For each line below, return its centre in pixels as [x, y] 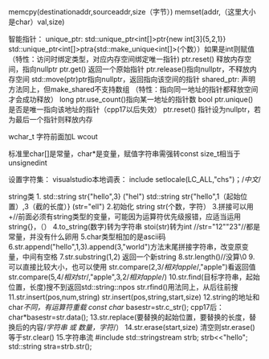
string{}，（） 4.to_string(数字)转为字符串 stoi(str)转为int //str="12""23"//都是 [134, 227]
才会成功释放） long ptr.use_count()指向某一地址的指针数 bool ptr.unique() [131, 99]
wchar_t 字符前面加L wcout [53, 136]
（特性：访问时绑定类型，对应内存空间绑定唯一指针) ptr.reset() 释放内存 [126, 59]
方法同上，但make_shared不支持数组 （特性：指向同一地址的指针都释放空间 [133, 89]
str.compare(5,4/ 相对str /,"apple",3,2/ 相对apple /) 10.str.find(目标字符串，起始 [134, 277]
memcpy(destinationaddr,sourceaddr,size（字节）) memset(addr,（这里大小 [132, 12]
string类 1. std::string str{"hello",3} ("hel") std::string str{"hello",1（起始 [124, 196]
